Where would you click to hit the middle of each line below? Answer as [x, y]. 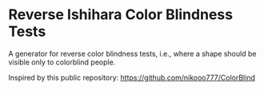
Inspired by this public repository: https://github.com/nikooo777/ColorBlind [132, 77]
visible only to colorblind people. [62, 62]
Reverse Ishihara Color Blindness [121, 15]
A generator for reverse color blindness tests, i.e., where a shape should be [132, 53]
